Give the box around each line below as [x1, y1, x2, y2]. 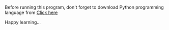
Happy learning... [5, 19, 41, 25]
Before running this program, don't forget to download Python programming [5, 4, 164, 10]
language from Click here [5, 9, 58, 15]
